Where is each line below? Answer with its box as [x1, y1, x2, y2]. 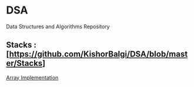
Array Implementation [6, 74, 59, 81]
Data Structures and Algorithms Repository [6, 23, 110, 30]
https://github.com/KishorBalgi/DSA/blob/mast [9, 49, 188, 59]
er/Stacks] [6, 58, 46, 68]
